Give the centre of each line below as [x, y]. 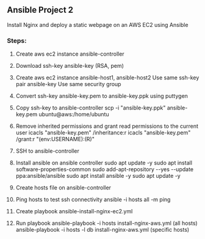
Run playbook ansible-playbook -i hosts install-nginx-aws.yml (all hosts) [106, 223]
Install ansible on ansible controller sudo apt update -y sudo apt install [104, 163]
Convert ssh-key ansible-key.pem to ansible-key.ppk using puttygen [102, 96]
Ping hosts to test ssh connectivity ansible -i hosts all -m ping [93, 200]
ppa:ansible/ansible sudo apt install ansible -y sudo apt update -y [98, 176]
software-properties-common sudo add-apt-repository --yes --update [105, 169]
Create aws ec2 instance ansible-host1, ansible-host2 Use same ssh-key [107, 78]
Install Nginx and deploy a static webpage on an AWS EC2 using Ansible [98, 24]
